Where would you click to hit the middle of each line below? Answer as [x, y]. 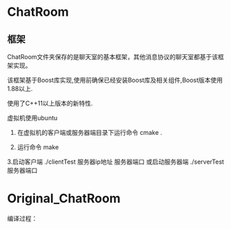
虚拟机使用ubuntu [32, 118]
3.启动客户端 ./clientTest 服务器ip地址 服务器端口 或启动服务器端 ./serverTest [115, 162]
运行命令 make [38, 147]
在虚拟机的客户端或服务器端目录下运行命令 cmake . [90, 132]
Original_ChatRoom [64, 198]
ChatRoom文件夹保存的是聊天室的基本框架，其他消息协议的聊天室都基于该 [113, 57]
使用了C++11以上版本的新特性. [50, 103]
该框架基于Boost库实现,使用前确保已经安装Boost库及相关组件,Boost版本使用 [115, 80]
